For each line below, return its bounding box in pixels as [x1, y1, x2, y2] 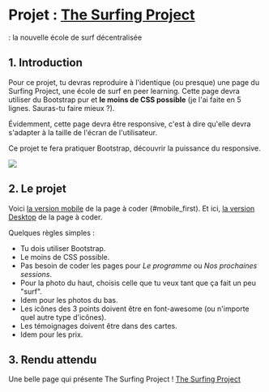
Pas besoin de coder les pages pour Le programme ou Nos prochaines [19, 261, 258, 271]
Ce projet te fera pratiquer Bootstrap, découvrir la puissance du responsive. [8, 143, 261, 153]
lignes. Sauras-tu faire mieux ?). [8, 103, 115, 113]
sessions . [19, 269, 53, 279]
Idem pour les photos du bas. [19, 295, 119, 305]
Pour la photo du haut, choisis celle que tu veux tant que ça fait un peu [19, 278, 257, 288]
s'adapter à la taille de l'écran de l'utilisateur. [8, 127, 158, 137]
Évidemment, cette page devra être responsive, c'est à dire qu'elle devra [8, 119, 251, 129]
